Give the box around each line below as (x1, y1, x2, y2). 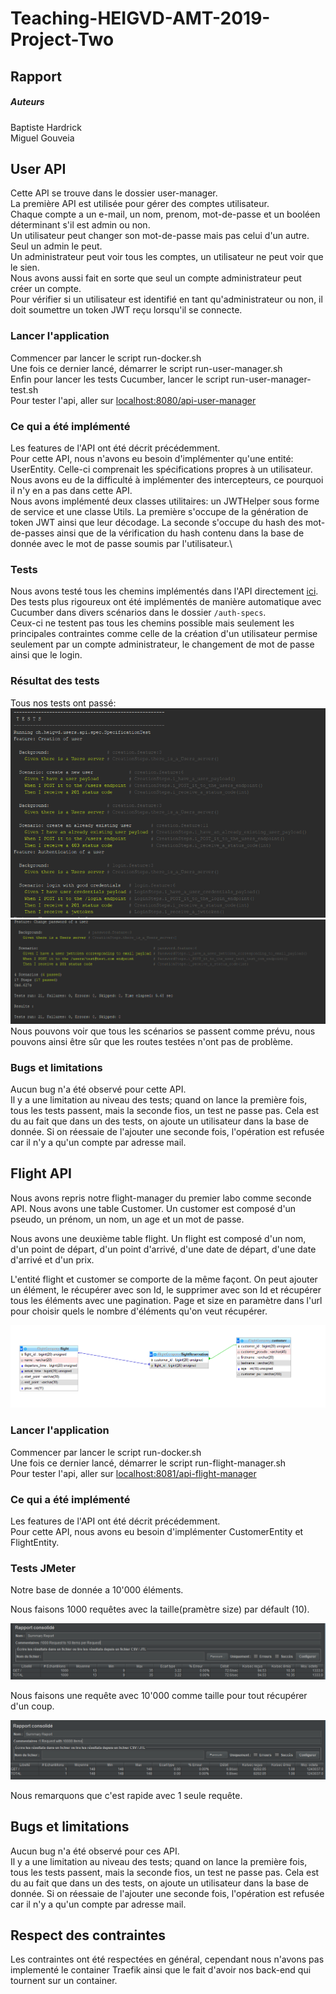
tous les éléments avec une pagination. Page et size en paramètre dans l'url (10, 1294, 323, 1306)
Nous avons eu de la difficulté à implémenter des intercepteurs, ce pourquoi (10, 473, 324, 486)
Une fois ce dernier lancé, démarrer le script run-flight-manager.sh (10, 1457, 287, 1469)
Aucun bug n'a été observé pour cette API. (10, 1083, 187, 1096)
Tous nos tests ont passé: (10, 697, 117, 709)
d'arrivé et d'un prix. (10, 1253, 95, 1266)
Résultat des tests (10, 674, 100, 688)
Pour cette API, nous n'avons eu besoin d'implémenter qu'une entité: (10, 452, 294, 464)
